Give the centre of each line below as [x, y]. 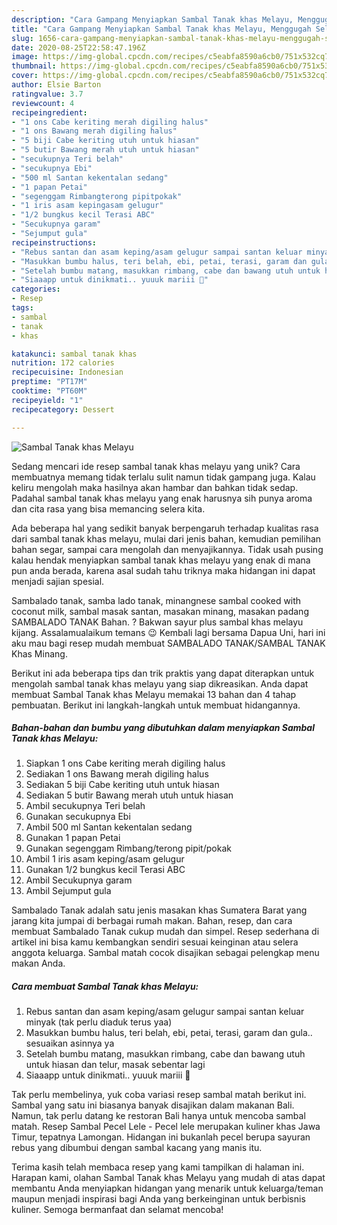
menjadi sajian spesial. [58, 581]
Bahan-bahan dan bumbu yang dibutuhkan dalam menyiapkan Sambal [163, 728]
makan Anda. [38, 963]
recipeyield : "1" [47, 400]
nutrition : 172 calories [63, 363]
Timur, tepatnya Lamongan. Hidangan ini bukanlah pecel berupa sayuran [161, 1137]
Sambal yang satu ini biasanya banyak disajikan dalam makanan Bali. [153, 1105]
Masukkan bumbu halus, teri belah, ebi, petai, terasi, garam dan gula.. [169, 1033]
